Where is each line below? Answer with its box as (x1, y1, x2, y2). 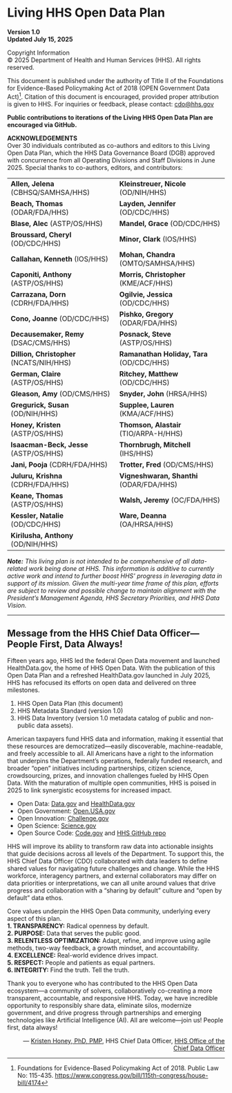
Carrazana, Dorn (10, 289, 66, 299)
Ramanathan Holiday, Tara (119, 349, 209, 359)
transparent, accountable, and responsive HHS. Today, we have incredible (7, 994, 218, 1002)
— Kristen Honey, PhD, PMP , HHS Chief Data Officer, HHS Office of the (23, 1037, 225, 1045)
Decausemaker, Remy (10, 329, 84, 339)
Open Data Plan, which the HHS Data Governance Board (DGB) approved (7, 149, 215, 157)
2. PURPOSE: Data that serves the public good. (7, 929, 142, 937)
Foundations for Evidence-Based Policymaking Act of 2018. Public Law (17, 1064, 220, 1072)
